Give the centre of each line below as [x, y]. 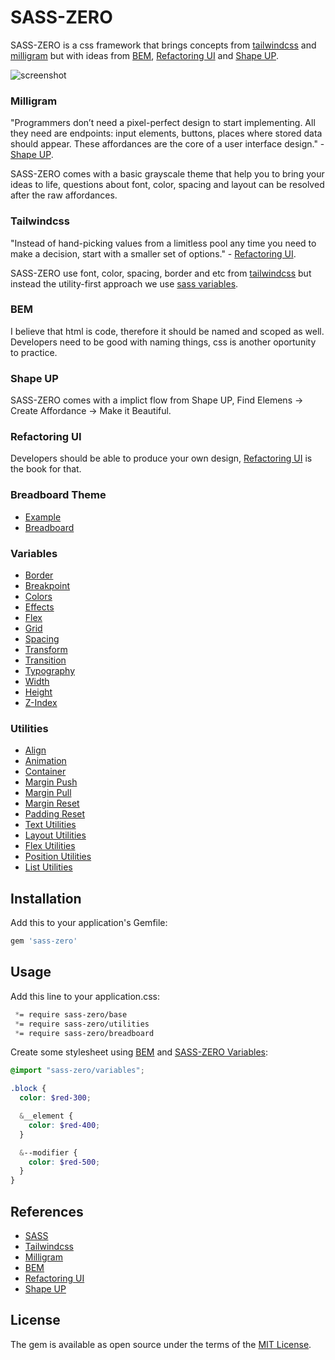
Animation [45, 761]
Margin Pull [48, 793]
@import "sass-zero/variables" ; [77, 1071]
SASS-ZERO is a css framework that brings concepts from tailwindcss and [163, 45]
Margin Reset [52, 803]
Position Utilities [58, 857]
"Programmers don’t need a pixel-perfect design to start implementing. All [163, 123]
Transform [46, 650]
